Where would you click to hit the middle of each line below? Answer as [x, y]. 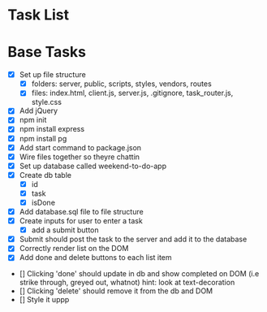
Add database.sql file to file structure [81, 212]
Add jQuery [39, 110]
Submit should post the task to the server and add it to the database [133, 239]
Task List [39, 15]
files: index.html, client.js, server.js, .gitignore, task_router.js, [132, 93]
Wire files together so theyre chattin [79, 157]
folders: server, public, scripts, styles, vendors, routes [121, 84]
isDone [43, 202]
